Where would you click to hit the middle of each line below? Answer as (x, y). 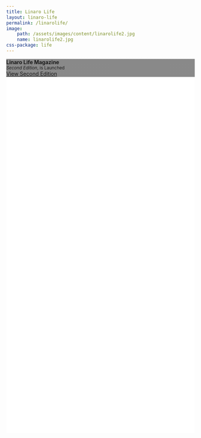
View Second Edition (32, 74)
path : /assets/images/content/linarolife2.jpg (76, 34)
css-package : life (29, 45)
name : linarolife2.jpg (45, 39)
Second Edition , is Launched (35, 68)
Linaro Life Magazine (33, 62)
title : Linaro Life (31, 12)
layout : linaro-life (32, 17)
